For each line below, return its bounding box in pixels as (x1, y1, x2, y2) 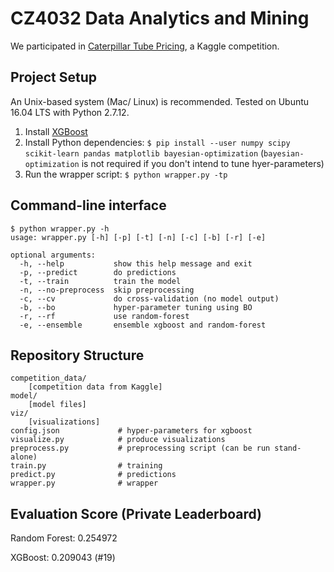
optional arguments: (10, 250, 97, 260)
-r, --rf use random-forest (19, 311, 190, 321)
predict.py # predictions (10, 470, 177, 480)
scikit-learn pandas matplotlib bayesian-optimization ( (24, 147, 265, 159)
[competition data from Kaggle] (28, 382, 163, 392)
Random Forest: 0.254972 (10, 532, 118, 544)
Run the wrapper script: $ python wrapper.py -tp (24, 168, 228, 180)
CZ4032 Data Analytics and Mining (10, 7, 310, 30)
